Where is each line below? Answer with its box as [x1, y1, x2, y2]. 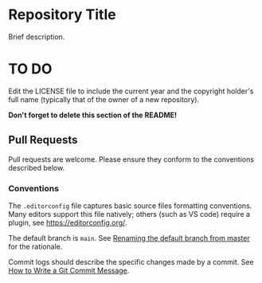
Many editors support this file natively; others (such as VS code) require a [8, 209, 251, 218]
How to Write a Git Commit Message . [8, 265, 130, 275]
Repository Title [8, 6, 117, 24]
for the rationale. [8, 242, 63, 251]
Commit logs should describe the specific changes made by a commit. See [8, 257, 254, 266]
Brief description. [8, 32, 65, 41]
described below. [8, 163, 65, 172]
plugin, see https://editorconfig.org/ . [8, 218, 127, 227]
